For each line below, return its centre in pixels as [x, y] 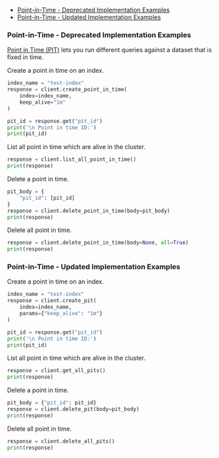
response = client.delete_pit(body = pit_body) [73, 409]
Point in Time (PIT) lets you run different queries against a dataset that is [109, 50]
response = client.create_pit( [52, 301]
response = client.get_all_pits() [57, 371]
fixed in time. [25, 57]
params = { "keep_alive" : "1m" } [61, 314]
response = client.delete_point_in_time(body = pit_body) [89, 211]
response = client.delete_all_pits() [61, 441]
